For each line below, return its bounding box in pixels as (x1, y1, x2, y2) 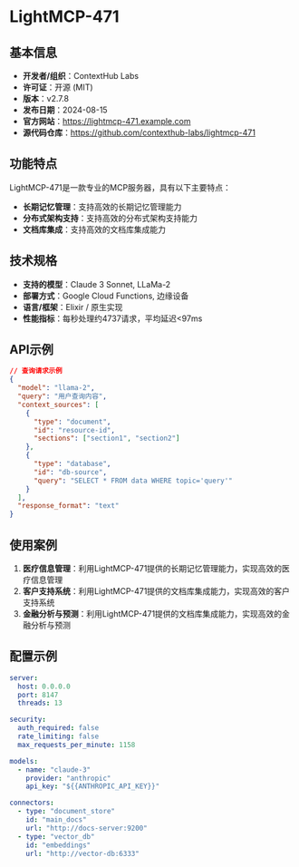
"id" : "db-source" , (33, 467, 107, 477)
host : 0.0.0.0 (17, 682, 71, 691)
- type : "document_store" (17, 807, 116, 816)
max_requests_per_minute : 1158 (17, 740, 136, 749)
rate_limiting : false (17, 732, 100, 741)
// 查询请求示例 (9, 366, 63, 375)
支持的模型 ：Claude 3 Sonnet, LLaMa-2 (22, 278, 171, 289)
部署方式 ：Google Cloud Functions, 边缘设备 (22, 290, 189, 301)
